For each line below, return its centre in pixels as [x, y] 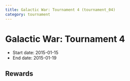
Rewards [19, 73]
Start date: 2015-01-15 [35, 53]
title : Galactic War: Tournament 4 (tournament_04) [60, 10]
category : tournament [28, 14]
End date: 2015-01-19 [34, 58]
